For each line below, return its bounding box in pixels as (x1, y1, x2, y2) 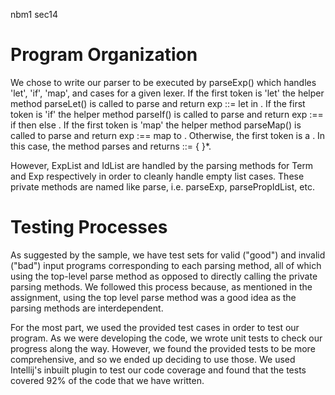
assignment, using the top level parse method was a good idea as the (10, 291, 297, 303)
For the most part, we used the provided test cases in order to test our (10, 321, 300, 333)
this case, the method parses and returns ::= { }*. (10, 140, 212, 152)
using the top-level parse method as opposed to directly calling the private (10, 270, 318, 282)
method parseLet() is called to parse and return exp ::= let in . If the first (10, 97, 306, 109)
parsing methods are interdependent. (10, 302, 164, 314)
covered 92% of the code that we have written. (10, 374, 205, 386)
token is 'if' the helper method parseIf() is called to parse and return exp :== (10, 108, 324, 120)
